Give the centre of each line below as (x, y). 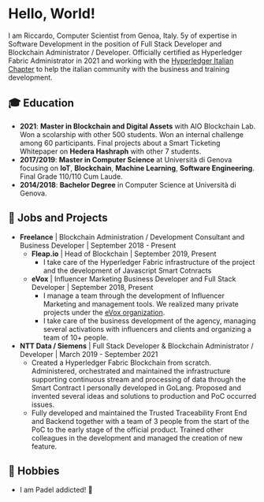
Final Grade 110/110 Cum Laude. (71, 176)
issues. (43, 404)
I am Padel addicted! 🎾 (56, 490)
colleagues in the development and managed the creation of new (137, 437)
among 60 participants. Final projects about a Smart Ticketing (120, 143)
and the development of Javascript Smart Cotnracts (127, 270)
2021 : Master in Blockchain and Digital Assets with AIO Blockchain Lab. (138, 126)
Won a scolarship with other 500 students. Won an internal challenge (132, 134)
